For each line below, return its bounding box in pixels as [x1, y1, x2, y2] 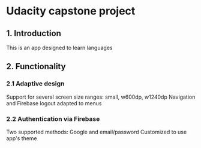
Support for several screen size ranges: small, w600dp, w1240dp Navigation [6, 93, 196, 100]
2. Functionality [6, 61, 66, 72]
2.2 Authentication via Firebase [6, 114, 100, 123]
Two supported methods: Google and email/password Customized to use [6, 128, 187, 135]
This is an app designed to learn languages [6, 44, 113, 51]
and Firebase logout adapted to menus [6, 99, 102, 106]
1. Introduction [6, 28, 61, 39]
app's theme [6, 134, 37, 142]
